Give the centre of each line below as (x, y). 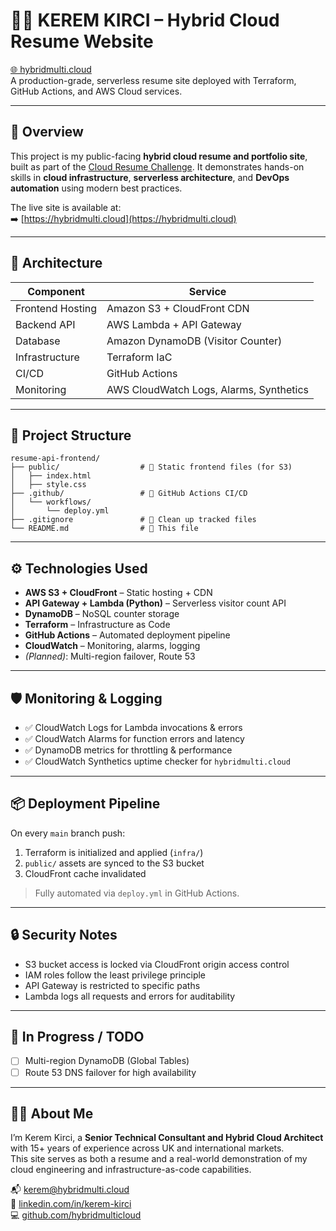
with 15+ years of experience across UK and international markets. (147, 1148)
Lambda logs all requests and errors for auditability (130, 996)
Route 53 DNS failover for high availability (110, 1072)
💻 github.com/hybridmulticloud (76, 1215)
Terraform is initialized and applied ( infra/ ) (114, 852)
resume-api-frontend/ (55, 459)
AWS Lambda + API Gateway (174, 324)
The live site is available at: (66, 207)
